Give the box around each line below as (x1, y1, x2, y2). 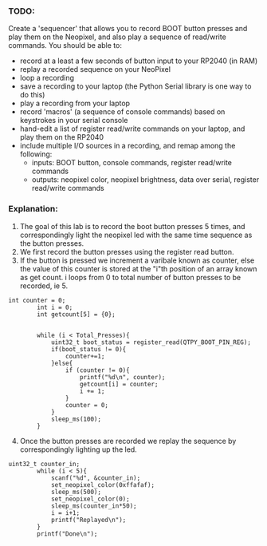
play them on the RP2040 (19, 133, 104, 142)
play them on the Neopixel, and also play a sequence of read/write (8, 32, 227, 42)
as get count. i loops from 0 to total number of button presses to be (19, 272, 241, 282)
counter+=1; (65, 352, 105, 360)
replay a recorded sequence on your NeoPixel (19, 65, 171, 74)
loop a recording (19, 73, 74, 83)
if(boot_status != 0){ (50, 345, 127, 353)
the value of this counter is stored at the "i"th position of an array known (19, 263, 257, 273)
